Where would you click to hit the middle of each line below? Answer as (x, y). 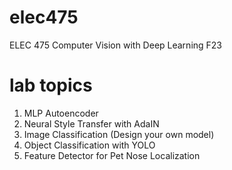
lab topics (51, 85)
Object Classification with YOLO (89, 145)
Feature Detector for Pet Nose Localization (112, 155)
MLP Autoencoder (61, 113)
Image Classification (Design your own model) (119, 134)
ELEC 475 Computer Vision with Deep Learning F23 (116, 45)
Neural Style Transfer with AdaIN (91, 123)
